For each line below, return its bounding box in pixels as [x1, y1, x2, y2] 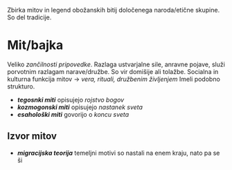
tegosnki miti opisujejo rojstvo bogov [17, 95, 125, 104]
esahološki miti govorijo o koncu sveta [17, 110, 130, 118]
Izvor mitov [7, 131, 57, 142]
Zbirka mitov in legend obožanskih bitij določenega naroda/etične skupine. [7, 6, 220, 14]
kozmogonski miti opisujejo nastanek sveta [17, 103, 143, 111]
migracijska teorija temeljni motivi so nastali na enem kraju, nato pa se [17, 149, 220, 157]
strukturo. [7, 82, 35, 91]
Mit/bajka [7, 37, 64, 53]
